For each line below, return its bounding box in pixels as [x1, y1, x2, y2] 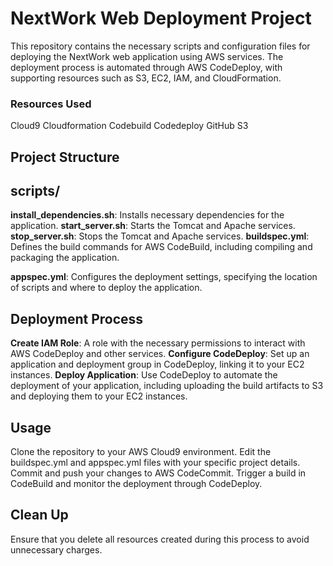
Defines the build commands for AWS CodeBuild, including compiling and [10, 241, 313, 253]
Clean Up [10, 507, 69, 524]
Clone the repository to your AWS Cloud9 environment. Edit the [10, 446, 272, 458]
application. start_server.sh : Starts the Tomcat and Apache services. [10, 220, 296, 232]
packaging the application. [10, 252, 120, 264]
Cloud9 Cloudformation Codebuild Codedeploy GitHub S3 [10, 120, 249, 132]
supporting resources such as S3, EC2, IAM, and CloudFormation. [10, 72, 282, 84]
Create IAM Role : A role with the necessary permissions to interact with [10, 337, 306, 349]
